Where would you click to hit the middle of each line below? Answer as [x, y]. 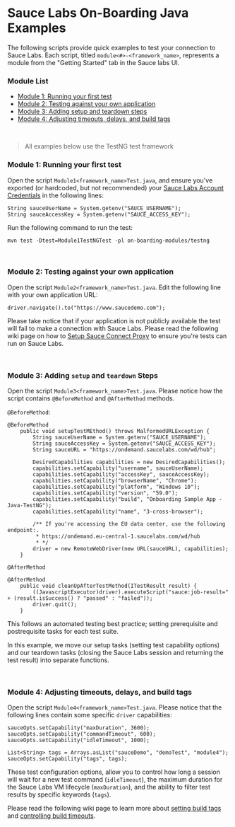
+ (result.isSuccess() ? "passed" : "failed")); [80, 598]
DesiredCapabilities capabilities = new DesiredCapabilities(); [129, 462]
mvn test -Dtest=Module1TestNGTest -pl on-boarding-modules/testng [109, 241]
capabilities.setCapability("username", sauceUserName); [118, 468]
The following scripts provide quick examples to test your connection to [112, 47]
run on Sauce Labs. [36, 343]
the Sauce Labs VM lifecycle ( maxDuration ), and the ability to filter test [109, 787]
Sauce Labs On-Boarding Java [98, 13]
